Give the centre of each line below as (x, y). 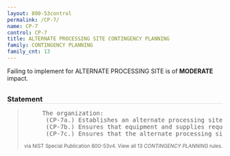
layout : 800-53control (39, 13)
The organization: (73, 113)
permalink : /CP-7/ (33, 20)
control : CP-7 (27, 32)
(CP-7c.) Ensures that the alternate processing (129, 133)
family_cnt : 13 (29, 52)
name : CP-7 (23, 26)
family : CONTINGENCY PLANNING (50, 45)
